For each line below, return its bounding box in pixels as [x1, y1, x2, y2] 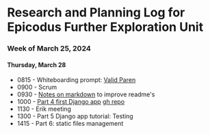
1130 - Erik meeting [16, 105, 72, 113]
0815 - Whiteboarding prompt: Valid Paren [16, 76, 136, 84]
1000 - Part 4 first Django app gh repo [16, 98, 125, 106]
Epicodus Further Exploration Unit [7, 19, 204, 35]
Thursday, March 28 [7, 60, 66, 69]
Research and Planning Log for [7, 5, 185, 21]
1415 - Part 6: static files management [16, 120, 124, 128]
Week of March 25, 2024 [7, 44, 91, 53]
